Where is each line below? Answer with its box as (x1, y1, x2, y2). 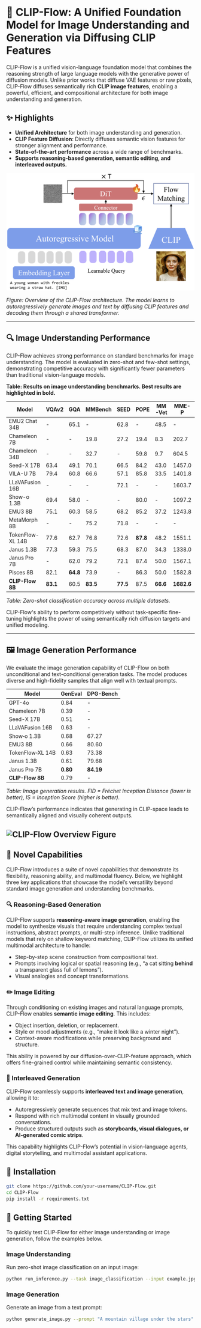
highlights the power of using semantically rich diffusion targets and (23, 615, 191, 623)
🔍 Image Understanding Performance (6, 333, 151, 343)
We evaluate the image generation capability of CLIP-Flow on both (6, 664, 170, 671)
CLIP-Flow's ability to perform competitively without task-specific (6, 609, 168, 616)
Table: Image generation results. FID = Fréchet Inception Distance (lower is (6, 787, 191, 795)
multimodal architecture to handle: (6, 942, 91, 949)
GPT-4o (8, 699, 29, 706)
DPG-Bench (87, 690, 118, 698)
